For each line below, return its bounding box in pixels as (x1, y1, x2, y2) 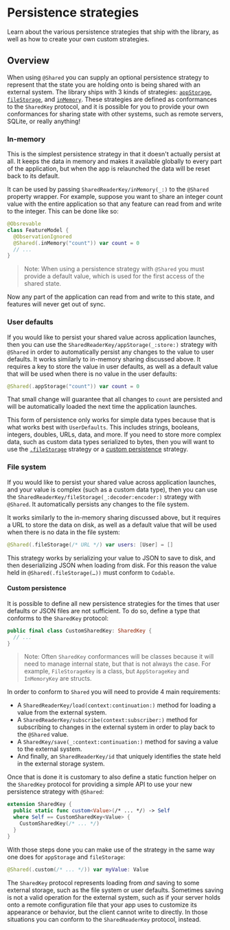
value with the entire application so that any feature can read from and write (7, 200, 222, 208)
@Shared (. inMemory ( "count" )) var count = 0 (13, 240, 139, 246)
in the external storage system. (16, 759, 105, 768)
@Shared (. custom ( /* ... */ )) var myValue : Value (7, 866, 149, 873)
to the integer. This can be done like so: (7, 207, 119, 215)
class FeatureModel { (7, 226, 69, 233)
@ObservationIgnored (13, 233, 72, 240)
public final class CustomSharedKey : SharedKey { (7, 627, 152, 634)
